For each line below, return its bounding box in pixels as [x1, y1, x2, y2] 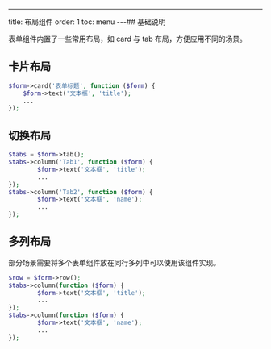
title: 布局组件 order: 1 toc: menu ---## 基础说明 [8, 17, 166, 27]
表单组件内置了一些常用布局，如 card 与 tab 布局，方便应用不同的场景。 [8, 34, 248, 44]
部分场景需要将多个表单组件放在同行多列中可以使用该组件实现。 [8, 257, 220, 267]
